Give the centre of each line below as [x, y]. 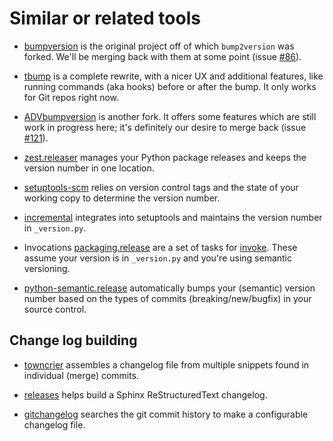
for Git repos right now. [71, 97]
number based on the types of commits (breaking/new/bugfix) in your [167, 298]
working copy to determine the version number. [122, 198]
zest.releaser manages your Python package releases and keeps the [165, 157]
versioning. [47, 268]
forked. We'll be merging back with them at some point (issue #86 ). [162, 56]
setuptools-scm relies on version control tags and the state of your [161, 187]
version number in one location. [89, 168]
